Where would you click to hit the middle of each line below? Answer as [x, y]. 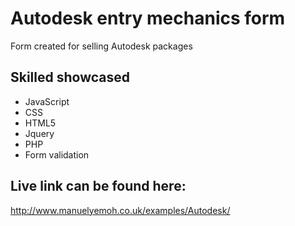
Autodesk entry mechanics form [148, 18]
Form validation [57, 154]
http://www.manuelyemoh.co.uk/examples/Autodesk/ [120, 210]
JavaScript [47, 101]
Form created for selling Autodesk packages [101, 46]
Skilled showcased [70, 77]
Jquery [39, 133]
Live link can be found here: [98, 186]
